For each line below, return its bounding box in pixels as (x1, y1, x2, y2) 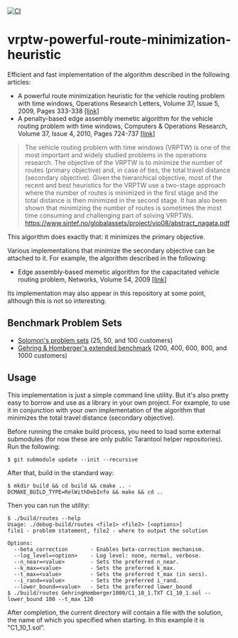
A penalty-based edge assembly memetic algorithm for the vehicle (17, 114, 213, 122)
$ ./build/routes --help (7, 514, 81, 522)
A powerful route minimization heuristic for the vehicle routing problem (17, 91, 225, 100)
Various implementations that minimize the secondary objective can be (7, 246, 215, 255)
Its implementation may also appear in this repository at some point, (7, 289, 206, 297)
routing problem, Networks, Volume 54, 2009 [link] (17, 275, 167, 284)
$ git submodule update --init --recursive (7, 456, 139, 463)
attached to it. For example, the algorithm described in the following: (7, 253, 207, 262)
